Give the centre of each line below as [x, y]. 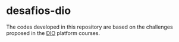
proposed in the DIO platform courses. [53, 33]
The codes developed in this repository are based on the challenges [90, 27]
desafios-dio [39, 11]
